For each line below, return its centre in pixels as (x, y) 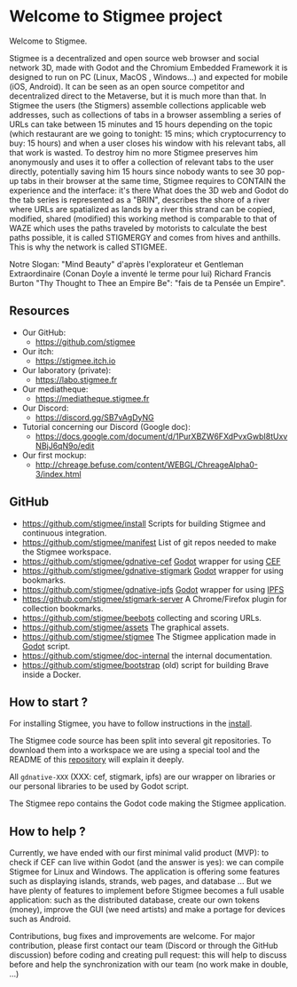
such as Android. (40, 919)
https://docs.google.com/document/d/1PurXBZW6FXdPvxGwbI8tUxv (161, 436)
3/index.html (58, 474)
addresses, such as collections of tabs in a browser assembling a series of (145, 115)
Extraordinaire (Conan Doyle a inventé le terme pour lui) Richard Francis (141, 274)
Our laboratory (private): (66, 370)
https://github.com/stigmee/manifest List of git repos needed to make (149, 542)
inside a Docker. (51, 674)
